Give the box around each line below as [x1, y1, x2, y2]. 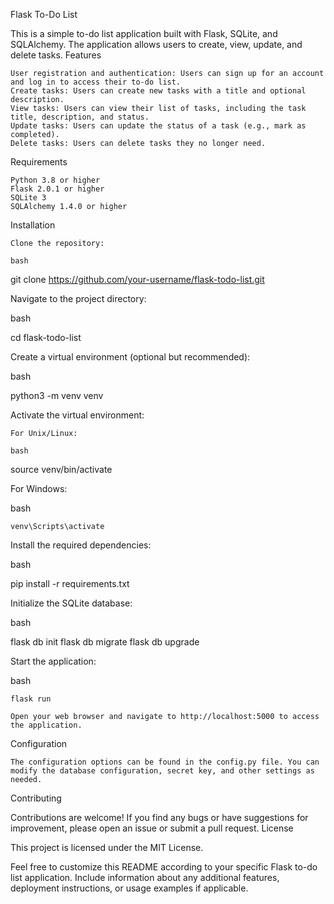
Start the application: [10, 655, 97, 667]
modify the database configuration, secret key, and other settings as [10, 766, 315, 776]
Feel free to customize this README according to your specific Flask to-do [10, 861, 318, 873]
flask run [10, 694, 52, 704]
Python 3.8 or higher [10, 175, 101, 185]
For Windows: [10, 483, 68, 494]
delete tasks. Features [10, 49, 102, 61]
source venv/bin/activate [10, 464, 113, 475]
